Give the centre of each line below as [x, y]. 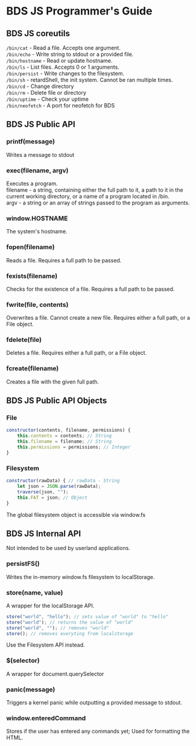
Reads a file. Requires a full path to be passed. [64, 260]
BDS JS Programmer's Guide [79, 11]
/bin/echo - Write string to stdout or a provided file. [70, 54]
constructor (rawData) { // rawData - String [63, 481]
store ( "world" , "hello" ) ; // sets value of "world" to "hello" [87, 616]
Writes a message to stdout [40, 154]
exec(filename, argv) [37, 170]
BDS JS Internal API [44, 533]
